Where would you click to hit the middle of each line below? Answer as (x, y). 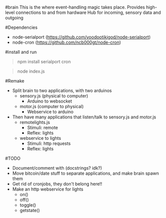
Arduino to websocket (50, 101)
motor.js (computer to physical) (52, 106)
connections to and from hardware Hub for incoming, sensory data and (88, 12)
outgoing (14, 18)
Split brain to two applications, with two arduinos (62, 91)
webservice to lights (40, 138)
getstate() (30, 210)
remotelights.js (35, 122)
